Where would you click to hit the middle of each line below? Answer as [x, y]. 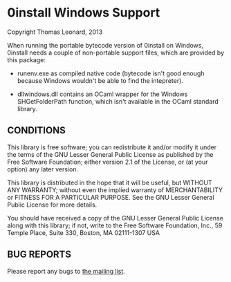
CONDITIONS [36, 130]
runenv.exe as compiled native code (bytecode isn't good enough [111, 73]
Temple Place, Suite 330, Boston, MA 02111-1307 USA [84, 232]
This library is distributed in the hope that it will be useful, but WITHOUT [110, 182]
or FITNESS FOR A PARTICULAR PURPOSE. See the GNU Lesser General [111, 197]
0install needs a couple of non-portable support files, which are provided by [116, 53]
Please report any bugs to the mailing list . [66, 271]
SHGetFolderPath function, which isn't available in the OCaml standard [118, 101]
